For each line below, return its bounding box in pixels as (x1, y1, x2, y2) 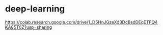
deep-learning (5, 3, 65, 14)
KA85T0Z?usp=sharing (5, 24, 53, 30)
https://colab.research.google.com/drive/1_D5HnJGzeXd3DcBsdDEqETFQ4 (5, 19, 158, 25)
